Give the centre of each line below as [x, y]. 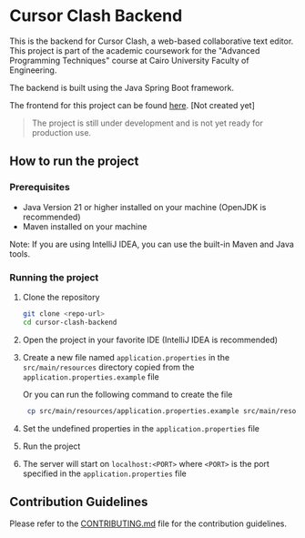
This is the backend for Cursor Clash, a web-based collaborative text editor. [152, 41]
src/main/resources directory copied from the [108, 367]
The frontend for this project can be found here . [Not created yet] [132, 105]
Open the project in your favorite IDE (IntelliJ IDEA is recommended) [150, 340]
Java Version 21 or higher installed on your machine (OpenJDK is [144, 207]
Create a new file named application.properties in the [126, 357]
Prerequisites [40, 188]
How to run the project [74, 162]
